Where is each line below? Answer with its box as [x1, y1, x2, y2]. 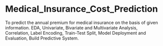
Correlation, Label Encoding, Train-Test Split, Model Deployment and [5, 30, 146, 36]
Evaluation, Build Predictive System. [5, 35, 79, 41]
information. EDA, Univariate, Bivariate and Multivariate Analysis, [5, 24, 138, 30]
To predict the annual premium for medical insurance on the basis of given [5, 20, 158, 25]
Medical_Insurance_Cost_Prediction [5, 3, 158, 15]
